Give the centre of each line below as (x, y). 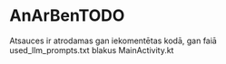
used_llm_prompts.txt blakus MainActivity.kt (92, 50)
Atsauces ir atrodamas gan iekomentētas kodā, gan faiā (113, 41)
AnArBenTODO (67, 16)
